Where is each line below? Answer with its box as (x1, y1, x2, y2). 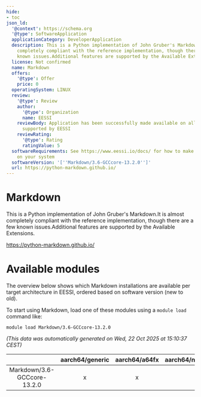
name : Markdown (11, 64, 50, 71)
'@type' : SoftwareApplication (11, 31, 87, 37)
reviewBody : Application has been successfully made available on (17, 121, 186, 127)
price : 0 (17, 82, 39, 88)
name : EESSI (22, 115, 52, 121)
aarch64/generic (60, 356, 109, 363)
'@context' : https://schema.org (11, 25, 93, 32)
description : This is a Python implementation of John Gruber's (11, 43, 175, 49)
